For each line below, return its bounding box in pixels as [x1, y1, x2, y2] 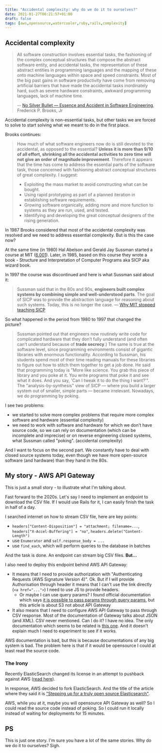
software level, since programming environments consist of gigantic [16, 346, 153, 353]
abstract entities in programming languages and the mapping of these [16, 67, 157, 73]
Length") [12, 533, 30, 538]
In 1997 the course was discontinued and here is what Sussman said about [5, 272, 154, 278]
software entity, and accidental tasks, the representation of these [16, 62, 147, 68]
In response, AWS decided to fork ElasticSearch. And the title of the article [5, 685, 154, 691]
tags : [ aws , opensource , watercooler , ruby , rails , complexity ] [5, 20, 127, 26]
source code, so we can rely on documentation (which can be [12, 428, 136, 433]
